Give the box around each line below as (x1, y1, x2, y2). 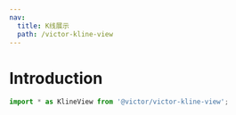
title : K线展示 (17, 21, 69, 30)
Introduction (9, 68, 103, 88)
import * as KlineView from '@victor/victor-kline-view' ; (9, 97, 229, 107)
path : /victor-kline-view (17, 29, 114, 38)
